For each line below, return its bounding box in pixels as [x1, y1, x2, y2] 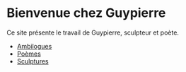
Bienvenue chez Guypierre [6, 5, 166, 21]
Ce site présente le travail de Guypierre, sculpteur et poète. [6, 28, 180, 37]
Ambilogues [16, 42, 52, 50]
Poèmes [16, 49, 42, 58]
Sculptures [16, 56, 49, 65]
